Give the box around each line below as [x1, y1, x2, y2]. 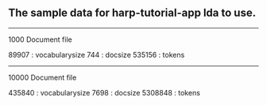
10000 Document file [8, 73, 77, 82]
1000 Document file [8, 35, 73, 44]
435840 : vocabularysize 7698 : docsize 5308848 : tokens [8, 88, 201, 97]
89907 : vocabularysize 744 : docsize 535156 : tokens [8, 50, 185, 59]
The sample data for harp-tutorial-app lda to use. [8, 6, 257, 20]
